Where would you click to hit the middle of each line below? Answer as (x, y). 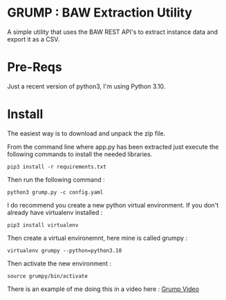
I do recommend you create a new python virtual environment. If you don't (113, 205)
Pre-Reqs (35, 67)
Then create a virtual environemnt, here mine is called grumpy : (97, 238)
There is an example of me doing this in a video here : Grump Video (103, 289)
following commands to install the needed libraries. (80, 154)
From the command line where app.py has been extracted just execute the (113, 147)
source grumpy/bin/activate (48, 276)
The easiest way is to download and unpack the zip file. (86, 133)
